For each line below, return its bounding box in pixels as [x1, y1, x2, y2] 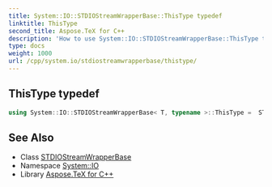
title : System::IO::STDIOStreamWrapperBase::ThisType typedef [8, 11, 223, 20]
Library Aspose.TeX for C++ [19, 169, 114, 179]
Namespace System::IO [19, 161, 100, 171]
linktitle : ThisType [8, 19, 79, 28]
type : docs [8, 42, 45, 50]
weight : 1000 [8, 49, 53, 57]
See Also [8, 130, 54, 144]
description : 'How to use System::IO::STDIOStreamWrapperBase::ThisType [8, 34, 259, 43]
